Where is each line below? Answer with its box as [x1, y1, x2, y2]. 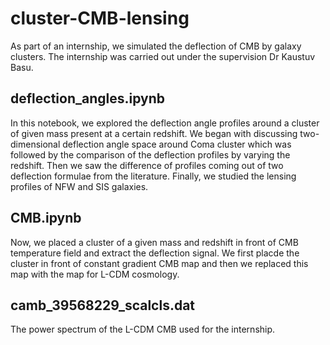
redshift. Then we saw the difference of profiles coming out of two [10, 159, 284, 171]
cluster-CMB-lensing [10, 7, 190, 30]
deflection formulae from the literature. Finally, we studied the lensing [10, 170, 297, 182]
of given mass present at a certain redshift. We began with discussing [10, 127, 298, 139]
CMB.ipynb [10, 210, 82, 227]
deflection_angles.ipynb [10, 90, 166, 107]
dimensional [10, 138, 61, 150]
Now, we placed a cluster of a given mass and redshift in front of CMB [10, 236, 299, 248]
